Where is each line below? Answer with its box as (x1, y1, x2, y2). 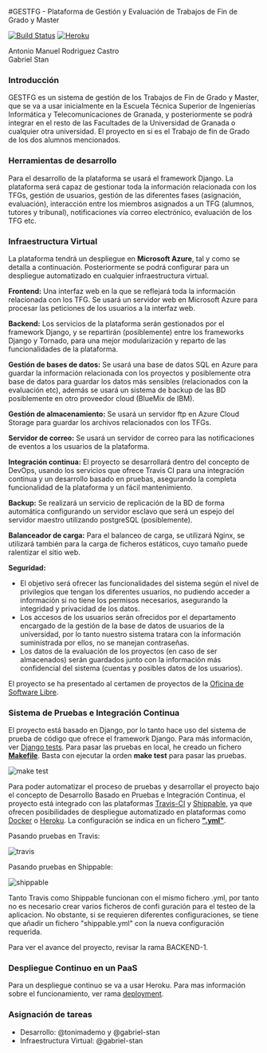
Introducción (8, 74, 60, 85)
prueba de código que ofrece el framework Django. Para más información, (8, 734, 253, 744)
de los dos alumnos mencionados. (8, 135, 121, 145)
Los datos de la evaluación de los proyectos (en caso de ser (19, 646, 218, 656)
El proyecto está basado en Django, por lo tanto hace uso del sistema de (8, 725, 247, 735)
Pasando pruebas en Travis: (8, 831, 100, 841)
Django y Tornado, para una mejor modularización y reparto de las (8, 336, 226, 345)
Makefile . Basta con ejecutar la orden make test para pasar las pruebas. (8, 751, 247, 761)
